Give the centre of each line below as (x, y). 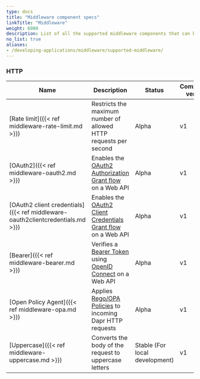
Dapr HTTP (107, 321)
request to (106, 353)
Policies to (106, 306)
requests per (109, 141)
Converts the (110, 338)
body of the (107, 345)
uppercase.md (29, 360)
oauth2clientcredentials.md (48, 220)
